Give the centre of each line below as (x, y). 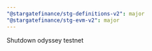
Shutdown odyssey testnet (45, 40)
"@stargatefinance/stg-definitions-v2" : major (76, 14)
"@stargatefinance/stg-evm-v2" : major (63, 20)
